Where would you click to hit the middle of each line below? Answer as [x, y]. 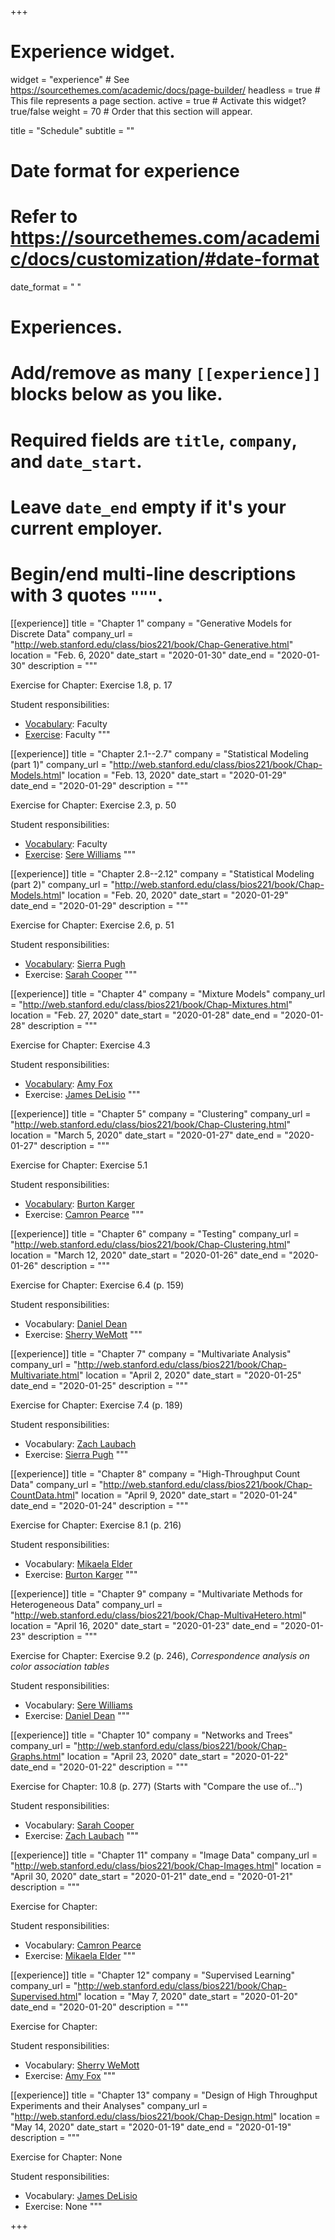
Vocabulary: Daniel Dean [76, 1323]
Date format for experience [125, 171]
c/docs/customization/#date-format [165, 259]
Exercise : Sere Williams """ [80, 854]
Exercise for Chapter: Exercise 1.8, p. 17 [91, 685]
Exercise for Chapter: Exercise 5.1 [79, 1165]
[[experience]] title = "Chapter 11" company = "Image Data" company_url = [164, 1855]
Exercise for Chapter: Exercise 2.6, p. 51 [92, 925]
